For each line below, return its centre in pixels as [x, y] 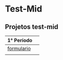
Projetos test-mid [32, 27]
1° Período [20, 40]
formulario [19, 48]
